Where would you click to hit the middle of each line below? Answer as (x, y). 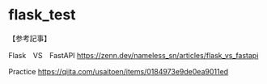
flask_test (42, 15)
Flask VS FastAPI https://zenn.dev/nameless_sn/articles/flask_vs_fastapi (133, 55)
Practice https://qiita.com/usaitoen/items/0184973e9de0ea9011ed (119, 71)
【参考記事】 (30, 38)
